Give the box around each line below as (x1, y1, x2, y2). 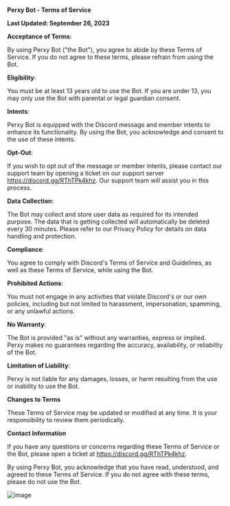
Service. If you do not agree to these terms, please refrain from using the (7, 53, 214, 61)
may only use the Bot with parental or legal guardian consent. (7, 94, 181, 102)
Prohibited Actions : (7, 279, 64, 287)
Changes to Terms (7, 396, 61, 403)
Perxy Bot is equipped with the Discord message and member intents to (7, 121, 211, 129)
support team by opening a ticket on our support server (7, 169, 165, 177)
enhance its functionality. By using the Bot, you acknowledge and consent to (7, 128, 224, 136)
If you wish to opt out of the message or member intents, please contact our (7, 162, 223, 170)
